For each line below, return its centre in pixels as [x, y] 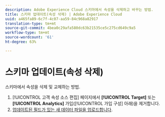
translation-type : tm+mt [31, 23]
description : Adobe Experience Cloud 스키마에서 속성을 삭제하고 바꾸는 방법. [79, 10]
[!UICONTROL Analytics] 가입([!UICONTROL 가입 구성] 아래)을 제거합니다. [86, 103]
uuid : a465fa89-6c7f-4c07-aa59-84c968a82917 [52, 19]
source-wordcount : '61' [30, 38]
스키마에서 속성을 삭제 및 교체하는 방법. [43, 86]
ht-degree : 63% [21, 42]
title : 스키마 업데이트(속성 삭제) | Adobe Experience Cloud [64, 14]
